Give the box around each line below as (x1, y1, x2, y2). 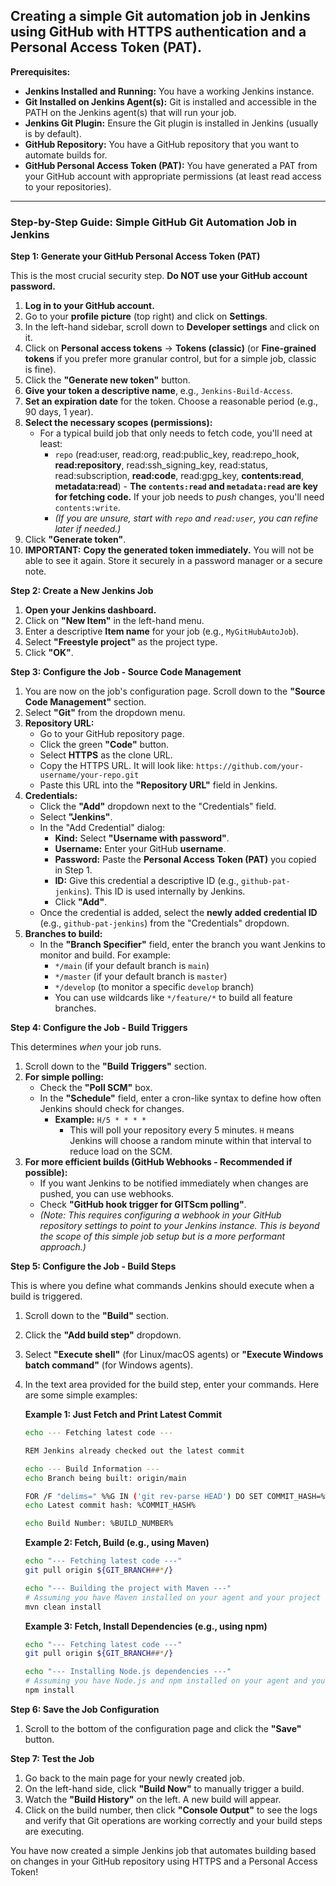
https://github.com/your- (196, 762, 304, 772)
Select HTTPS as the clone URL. (39, 749, 173, 761)
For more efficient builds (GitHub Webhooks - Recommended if (24, 1156, 293, 1168)
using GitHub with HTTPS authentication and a (10, 24, 307, 41)
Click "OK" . (24, 647, 74, 659)
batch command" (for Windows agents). (24, 1359, 194, 1371)
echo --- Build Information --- (24, 1464, 160, 1474)
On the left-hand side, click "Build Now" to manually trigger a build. (24, 1782, 305, 1794)
